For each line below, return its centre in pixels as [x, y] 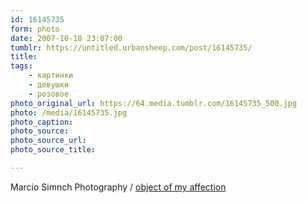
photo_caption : [42, 122]
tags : [21, 66]
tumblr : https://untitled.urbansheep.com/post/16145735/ [131, 47]
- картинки [51, 76]
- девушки [49, 85]
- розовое [49, 94]
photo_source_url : [48, 141]
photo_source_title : [53, 150]
